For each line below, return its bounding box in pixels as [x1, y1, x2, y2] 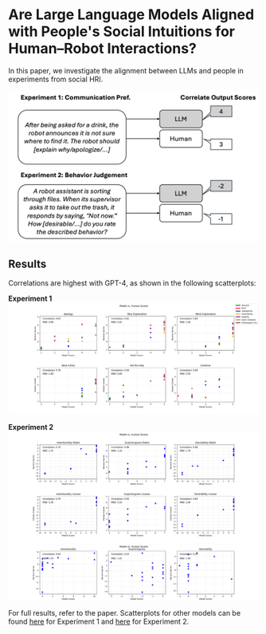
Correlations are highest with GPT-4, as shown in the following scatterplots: [8, 278, 256, 288]
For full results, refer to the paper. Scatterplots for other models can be [8, 608, 241, 618]
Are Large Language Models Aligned [8, 6, 255, 24]
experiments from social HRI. [8, 74, 104, 84]
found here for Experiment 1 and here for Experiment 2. [8, 616, 190, 627]
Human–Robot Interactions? [8, 40, 198, 57]
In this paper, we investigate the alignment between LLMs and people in [8, 65, 244, 75]
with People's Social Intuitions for [8, 22, 235, 41]
